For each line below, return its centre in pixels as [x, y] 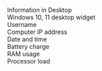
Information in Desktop [40, 10]
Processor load [29, 61]
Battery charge [28, 47]
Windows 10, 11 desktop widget [51, 17]
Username [22, 24]
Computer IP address [37, 32]
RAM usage [23, 54]
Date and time [27, 39]
